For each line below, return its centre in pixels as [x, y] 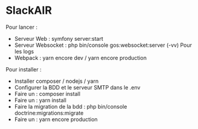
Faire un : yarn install [40, 100]
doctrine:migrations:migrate [49, 113]
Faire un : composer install [47, 94]
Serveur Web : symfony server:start [59, 38]
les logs [24, 51]
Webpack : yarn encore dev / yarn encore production [81, 58]
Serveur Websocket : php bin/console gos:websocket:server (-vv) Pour [103, 45]
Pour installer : [24, 69]
